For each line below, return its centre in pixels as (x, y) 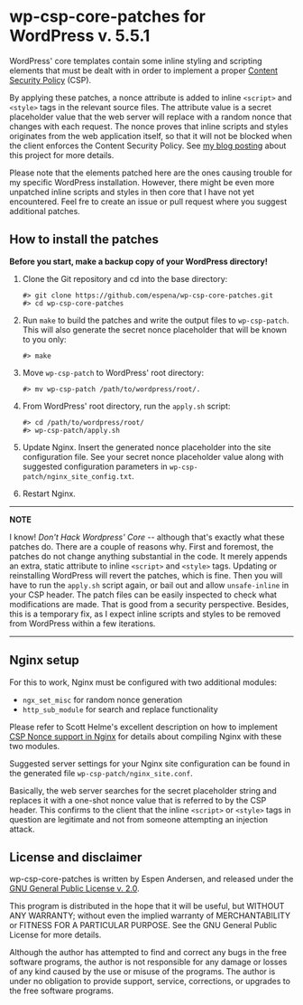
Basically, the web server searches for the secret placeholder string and (143, 790)
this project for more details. (62, 155)
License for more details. (55, 935)
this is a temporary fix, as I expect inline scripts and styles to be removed (145, 614)
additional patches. (45, 211)
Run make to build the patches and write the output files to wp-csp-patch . (156, 320)
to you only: (44, 339)
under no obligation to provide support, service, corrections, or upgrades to (150, 982)
